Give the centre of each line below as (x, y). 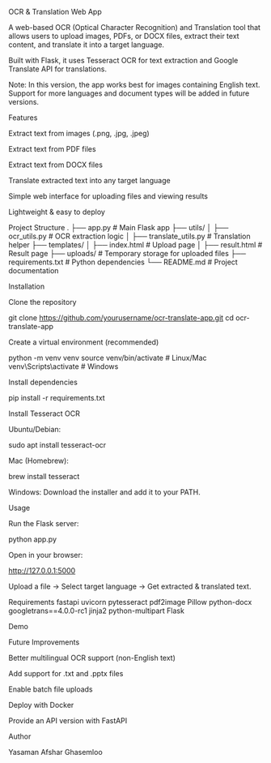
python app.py (33, 539)
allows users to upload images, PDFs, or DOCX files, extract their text (124, 36)
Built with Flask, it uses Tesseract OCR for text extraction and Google (123, 60)
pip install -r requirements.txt (57, 398)
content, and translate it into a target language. (86, 45)
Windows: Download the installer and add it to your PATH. (104, 492)
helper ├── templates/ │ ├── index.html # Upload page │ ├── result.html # (135, 245)
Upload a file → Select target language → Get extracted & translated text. (130, 586)
